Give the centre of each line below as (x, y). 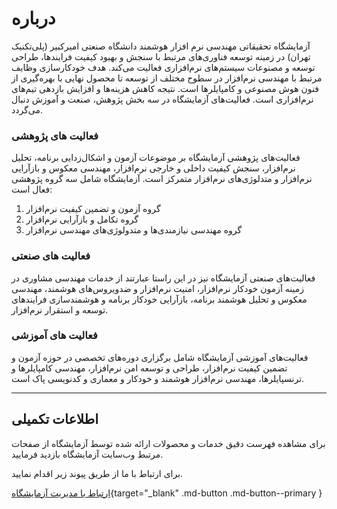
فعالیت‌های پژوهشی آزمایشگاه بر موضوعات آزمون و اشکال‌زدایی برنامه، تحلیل (156, 158)
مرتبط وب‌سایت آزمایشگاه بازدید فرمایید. (87, 454)
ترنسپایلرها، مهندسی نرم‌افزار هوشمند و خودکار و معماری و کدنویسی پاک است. (158, 378)
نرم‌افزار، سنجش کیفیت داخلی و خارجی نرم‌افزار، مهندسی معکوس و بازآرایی (153, 168)
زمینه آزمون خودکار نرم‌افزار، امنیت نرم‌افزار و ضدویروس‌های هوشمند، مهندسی (158, 288)
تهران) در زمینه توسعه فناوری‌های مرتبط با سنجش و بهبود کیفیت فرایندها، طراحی (161, 56)
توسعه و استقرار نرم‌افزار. (60, 309)
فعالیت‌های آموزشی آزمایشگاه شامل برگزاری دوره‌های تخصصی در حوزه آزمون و (160, 357)
